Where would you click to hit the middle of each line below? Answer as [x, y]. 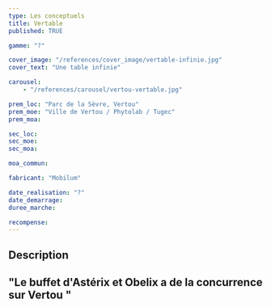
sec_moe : [23, 141]
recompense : [28, 222]
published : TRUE [36, 31]
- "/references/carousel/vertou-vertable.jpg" [103, 90]
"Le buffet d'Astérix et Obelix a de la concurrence [135, 282]
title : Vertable [36, 23]
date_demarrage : [36, 200]
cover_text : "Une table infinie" [65, 68]
